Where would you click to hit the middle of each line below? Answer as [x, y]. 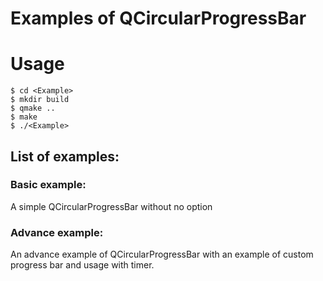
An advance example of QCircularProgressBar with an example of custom [162, 254]
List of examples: [65, 156]
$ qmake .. [33, 108]
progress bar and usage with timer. [82, 265]
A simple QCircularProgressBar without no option [111, 206]
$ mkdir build [40, 100]
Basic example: [48, 185]
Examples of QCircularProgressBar [158, 18]
